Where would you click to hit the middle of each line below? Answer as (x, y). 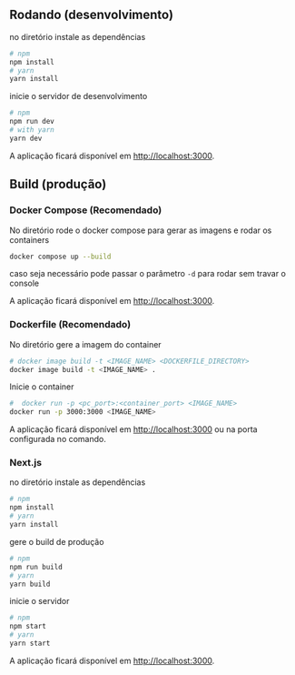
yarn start (30, 644)
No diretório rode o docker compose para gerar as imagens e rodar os (141, 230)
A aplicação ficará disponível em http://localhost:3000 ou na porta (133, 429)
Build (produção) (58, 184)
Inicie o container (42, 387)
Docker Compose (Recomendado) (86, 210)
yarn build (30, 584)
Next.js (26, 463)
